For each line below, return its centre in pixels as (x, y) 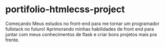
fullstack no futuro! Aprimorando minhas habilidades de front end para (80, 29)
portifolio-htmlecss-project (65, 9)
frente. (12, 40)
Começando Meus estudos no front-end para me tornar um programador (82, 24)
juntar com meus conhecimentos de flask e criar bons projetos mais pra (81, 34)
